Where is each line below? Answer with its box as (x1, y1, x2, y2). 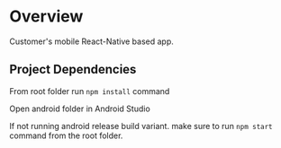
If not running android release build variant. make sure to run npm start (9, 120, 273, 131)
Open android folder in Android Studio (9, 103, 150, 114)
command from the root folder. (9, 130, 123, 141)
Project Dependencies (9, 62, 137, 77)
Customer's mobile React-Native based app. (9, 36, 174, 47)
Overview (9, 6, 84, 27)
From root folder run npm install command (9, 85, 170, 96)
